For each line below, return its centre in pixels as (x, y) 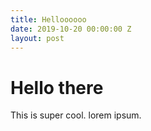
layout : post (37, 38)
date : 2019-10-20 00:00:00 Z (71, 29)
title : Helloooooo (48, 19)
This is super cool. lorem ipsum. (76, 115)
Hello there (57, 87)
